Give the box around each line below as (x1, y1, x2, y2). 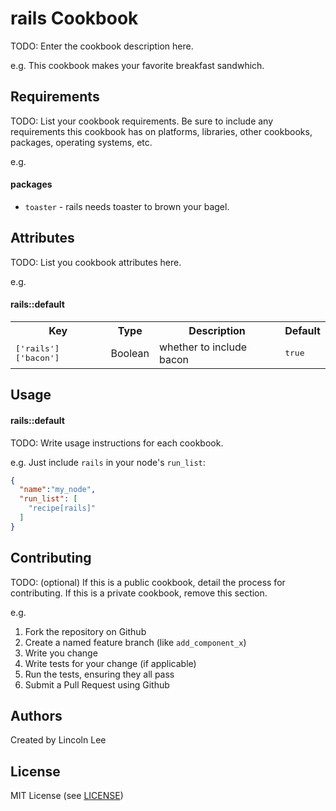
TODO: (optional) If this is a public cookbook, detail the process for (10, 576, 286, 588)
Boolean (110, 346, 150, 360)
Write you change (24, 647, 98, 659)
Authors (10, 708, 63, 725)
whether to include (158, 340, 248, 354)
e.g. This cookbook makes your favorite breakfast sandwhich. (10, 59, 265, 71)
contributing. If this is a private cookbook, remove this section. (10, 587, 268, 599)
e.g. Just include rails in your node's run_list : (10, 456, 206, 468)
